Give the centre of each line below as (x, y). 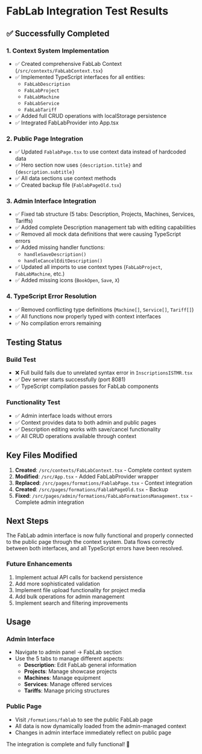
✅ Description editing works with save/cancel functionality (88, 429)
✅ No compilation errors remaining (58, 323)
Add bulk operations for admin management (70, 596)
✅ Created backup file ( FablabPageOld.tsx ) (68, 185)
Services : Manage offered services (68, 685)
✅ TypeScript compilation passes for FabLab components (87, 386)
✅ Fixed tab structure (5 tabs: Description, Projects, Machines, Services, (105, 214)
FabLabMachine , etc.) (40, 274)
